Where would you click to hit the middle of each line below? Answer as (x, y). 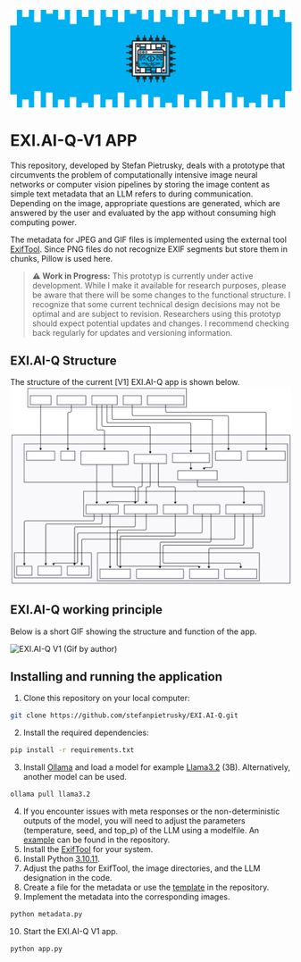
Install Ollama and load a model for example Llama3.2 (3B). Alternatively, (157, 767)
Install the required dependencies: (86, 732)
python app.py (37, 949)
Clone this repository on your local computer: (106, 698)
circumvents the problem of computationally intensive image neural (134, 174)
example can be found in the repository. (96, 840)
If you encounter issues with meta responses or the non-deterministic (151, 811)
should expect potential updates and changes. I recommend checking (160, 323)
